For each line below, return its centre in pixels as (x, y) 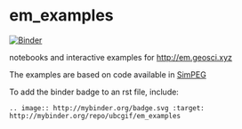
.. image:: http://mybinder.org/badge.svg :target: (107, 108)
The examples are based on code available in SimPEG (108, 74)
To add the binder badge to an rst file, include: (94, 92)
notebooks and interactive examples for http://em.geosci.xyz (121, 57)
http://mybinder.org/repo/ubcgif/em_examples (95, 116)
